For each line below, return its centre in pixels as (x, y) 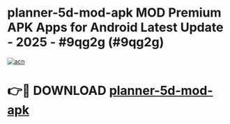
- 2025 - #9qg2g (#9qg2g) (86, 42)
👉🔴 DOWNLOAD (57, 91)
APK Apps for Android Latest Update (115, 27)
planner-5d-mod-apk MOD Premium (114, 13)
